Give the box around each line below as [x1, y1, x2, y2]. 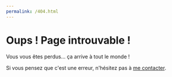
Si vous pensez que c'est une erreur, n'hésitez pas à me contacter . [6, 64, 166, 71]
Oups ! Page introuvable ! [6, 33, 131, 47]
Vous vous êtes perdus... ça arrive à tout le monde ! [6, 53, 130, 60]
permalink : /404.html [6, 8, 59, 15]
